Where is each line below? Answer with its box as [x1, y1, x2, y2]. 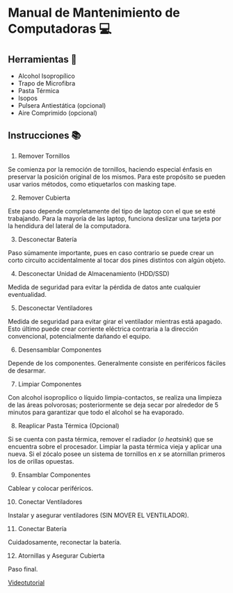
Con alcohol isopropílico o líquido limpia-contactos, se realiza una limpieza [8, 393, 222, 401]
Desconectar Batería [17, 235, 77, 243]
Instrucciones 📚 [8, 130, 81, 142]
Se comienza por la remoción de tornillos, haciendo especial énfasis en [8, 165, 213, 173]
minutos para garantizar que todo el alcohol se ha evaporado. [8, 408, 184, 416]
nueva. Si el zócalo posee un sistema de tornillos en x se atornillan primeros [8, 450, 225, 458]
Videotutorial [8, 578, 45, 587]
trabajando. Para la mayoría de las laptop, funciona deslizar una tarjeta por [8, 214, 222, 222]
